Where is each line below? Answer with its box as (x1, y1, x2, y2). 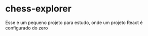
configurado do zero (5, 24, 48, 30)
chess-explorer (5, 3, 72, 14)
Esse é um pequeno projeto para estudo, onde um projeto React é (5, 19, 143, 25)
